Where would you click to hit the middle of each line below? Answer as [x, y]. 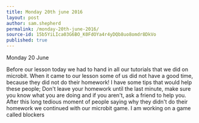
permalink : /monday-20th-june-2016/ [53, 29]
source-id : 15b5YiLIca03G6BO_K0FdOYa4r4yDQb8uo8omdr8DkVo [81, 35]
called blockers [25, 114]
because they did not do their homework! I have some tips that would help [99, 82]
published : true [27, 40]
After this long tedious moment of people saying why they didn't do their [97, 102]
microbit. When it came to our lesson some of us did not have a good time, [100, 76]
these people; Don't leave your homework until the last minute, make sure [99, 89]
